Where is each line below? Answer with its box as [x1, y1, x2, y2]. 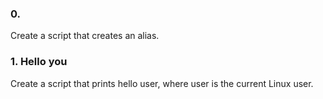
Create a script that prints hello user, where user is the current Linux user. [10, 77, 314, 89]
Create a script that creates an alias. [10, 30, 160, 42]
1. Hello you [10, 55, 68, 69]
